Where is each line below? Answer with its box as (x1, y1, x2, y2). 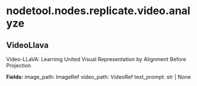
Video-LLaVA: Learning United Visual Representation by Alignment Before (6, 56, 187, 62)
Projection (6, 62, 31, 69)
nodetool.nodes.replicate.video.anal (6, 4, 191, 18)
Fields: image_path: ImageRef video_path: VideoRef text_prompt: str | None (6, 74, 191, 80)
